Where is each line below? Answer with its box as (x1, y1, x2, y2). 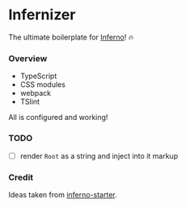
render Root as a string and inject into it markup (19, 151, 179, 160)
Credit (8, 172, 34, 183)
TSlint (19, 97, 40, 106)
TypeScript (19, 71, 57, 81)
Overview (8, 52, 48, 64)
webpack (19, 89, 51, 98)
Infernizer (8, 6, 76, 24)
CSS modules (19, 80, 66, 89)
